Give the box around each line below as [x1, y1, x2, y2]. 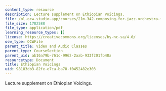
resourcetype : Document [5, 58, 54, 62]
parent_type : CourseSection [5, 48, 63, 53]
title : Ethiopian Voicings [5, 62, 61, 67]
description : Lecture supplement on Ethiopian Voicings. [5, 12, 125, 17]
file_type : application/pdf [5, 26, 63, 30]
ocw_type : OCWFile [5, 39, 43, 44]
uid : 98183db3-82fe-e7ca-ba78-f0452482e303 [5, 67, 96, 72]
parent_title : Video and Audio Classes [5, 44, 87, 49]
